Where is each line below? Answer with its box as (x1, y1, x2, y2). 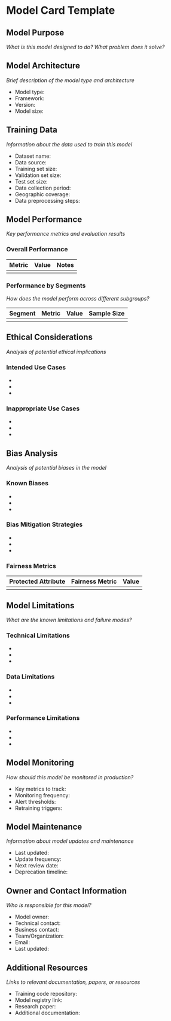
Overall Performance (6, 245, 68, 254)
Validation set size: (14, 172, 62, 179)
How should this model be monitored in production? (6, 773, 134, 780)
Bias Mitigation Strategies (6, 520, 83, 528)
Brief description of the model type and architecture (6, 76, 135, 84)
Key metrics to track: (14, 785, 66, 792)
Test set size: (14, 178, 48, 185)
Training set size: (14, 165, 57, 172)
